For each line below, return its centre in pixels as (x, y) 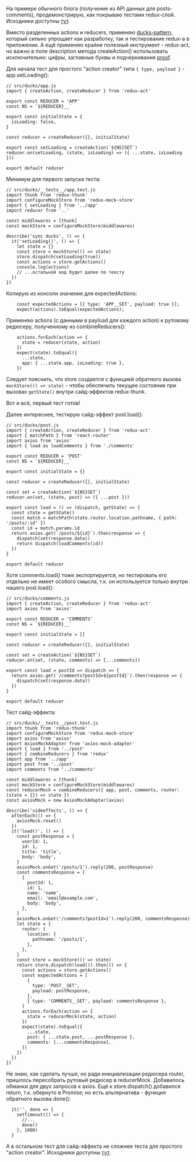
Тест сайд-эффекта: (31, 712)
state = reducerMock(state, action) (72, 1017)
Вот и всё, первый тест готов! (43, 403)
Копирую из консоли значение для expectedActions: (72, 293)
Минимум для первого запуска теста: (53, 179)
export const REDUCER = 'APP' (43, 101)
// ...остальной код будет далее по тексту (71, 272)
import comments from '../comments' (51, 770)
